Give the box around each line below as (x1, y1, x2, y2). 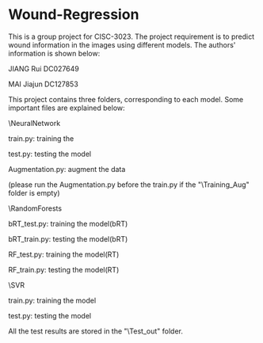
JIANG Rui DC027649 (8, 63, 79, 73)
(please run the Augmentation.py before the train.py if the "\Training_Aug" (8, 180, 250, 189)
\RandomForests (8, 204, 62, 213)
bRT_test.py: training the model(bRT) (8, 219, 128, 228)
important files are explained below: (8, 103, 125, 112)
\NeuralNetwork (8, 118, 61, 128)
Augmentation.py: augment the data (8, 164, 126, 173)
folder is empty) (8, 188, 61, 197)
